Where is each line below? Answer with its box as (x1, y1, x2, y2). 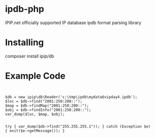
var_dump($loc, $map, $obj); (5, 111, 65, 116)
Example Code (5, 70, 65, 82)
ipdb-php (5, 3, 44, 15)
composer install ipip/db (5, 53, 54, 59)
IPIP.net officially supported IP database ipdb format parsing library (5, 20, 142, 26)
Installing (5, 37, 44, 48)
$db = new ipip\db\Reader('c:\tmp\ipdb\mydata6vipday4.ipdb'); (5, 94, 138, 99)
